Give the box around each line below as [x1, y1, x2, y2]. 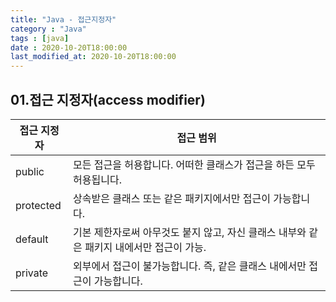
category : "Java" [10, 24, 87, 34]
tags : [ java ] [10, 33, 70, 43]
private [15, 266, 49, 280]
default [15, 232, 49, 246]
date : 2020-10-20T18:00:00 [10, 42, 128, 53]
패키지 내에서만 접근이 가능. [84, 240, 207, 254]
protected [15, 198, 62, 212]
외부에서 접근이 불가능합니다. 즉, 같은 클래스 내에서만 [73, 259, 307, 273]
